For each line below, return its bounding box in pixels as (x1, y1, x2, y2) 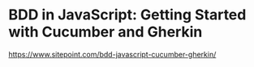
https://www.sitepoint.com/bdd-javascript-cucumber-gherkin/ (8, 49, 217, 59)
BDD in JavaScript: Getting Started (8, 6, 247, 24)
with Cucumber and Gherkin (8, 23, 203, 41)
